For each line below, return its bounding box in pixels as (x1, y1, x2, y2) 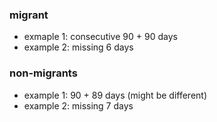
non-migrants (9, 66, 78, 80)
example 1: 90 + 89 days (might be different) (23, 89, 207, 101)
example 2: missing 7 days (23, 99, 134, 112)
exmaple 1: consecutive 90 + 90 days (23, 31, 178, 43)
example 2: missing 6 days (23, 41, 134, 53)
